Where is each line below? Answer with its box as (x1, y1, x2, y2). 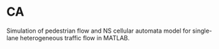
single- (192, 27, 212, 35)
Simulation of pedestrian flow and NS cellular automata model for (6, 27, 192, 35)
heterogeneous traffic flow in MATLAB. (19, 33, 130, 42)
